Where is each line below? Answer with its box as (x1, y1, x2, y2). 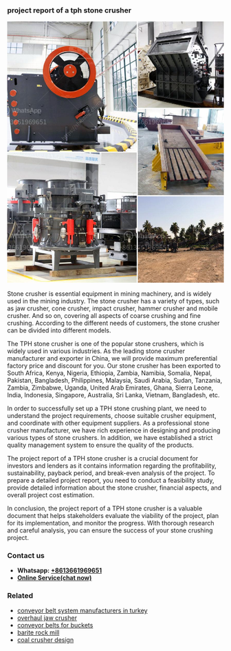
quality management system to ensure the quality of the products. (7, 441, 195, 449)
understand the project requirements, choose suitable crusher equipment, (7, 411, 217, 419)
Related (7, 590, 34, 600)
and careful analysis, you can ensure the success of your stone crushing (7, 526, 213, 534)
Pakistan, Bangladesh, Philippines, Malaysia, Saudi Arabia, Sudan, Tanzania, (7, 376, 223, 384)
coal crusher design (16, 636, 74, 644)
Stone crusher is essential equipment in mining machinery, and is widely (7, 289, 212, 298)
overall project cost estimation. (7, 490, 95, 499)
